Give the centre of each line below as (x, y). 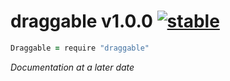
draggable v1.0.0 (81, 21)
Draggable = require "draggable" (80, 48)
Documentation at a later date (72, 67)
